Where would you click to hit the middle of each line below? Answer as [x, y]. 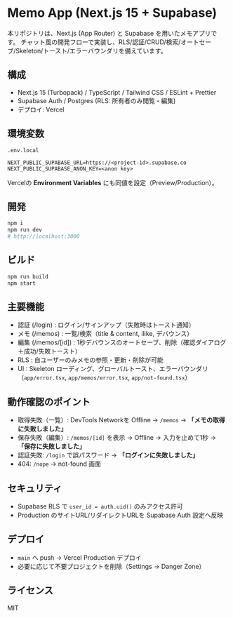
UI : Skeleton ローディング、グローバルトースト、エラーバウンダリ [113, 369]
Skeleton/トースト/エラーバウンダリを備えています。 [91, 51]
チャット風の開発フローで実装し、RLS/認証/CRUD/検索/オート [110, 42]
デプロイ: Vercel [41, 109]
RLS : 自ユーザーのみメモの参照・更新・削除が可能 [90, 360]
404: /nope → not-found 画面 [59, 464]
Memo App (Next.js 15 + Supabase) [112, 13]
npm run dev [25, 230]
